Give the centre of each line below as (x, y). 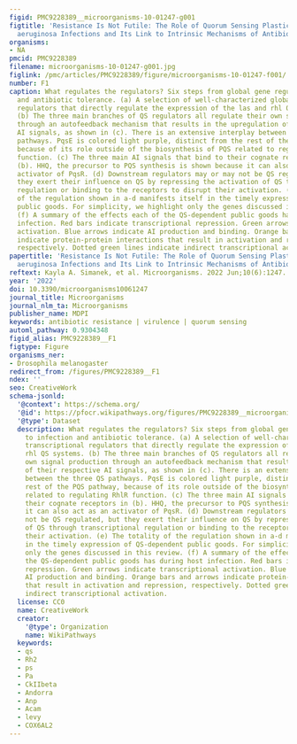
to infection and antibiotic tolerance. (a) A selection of (138, 438)
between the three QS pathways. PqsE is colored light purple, (144, 478)
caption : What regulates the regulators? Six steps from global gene (140, 91)
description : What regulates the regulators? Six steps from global (146, 429)
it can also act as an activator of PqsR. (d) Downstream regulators (156, 511)
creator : (33, 618)
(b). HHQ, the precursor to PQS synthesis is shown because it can (144, 166)
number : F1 (29, 83)
